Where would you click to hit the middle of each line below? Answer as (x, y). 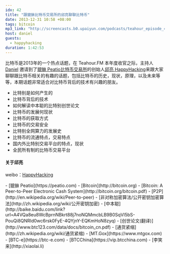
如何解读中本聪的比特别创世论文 (46, 105)
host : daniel (19, 34)
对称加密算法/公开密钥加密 (132, 197)
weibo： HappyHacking (29, 174)
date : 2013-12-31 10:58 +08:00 (38, 19)
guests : (13, 39)
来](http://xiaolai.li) (25, 246)
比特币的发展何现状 (33, 112)
